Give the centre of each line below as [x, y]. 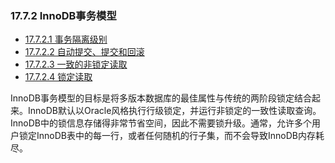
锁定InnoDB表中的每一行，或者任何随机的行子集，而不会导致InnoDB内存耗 [171, 136]
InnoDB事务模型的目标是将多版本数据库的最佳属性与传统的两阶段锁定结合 [161, 98]
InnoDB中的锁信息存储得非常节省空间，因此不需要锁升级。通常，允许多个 [161, 123]
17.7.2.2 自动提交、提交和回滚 [84, 52]
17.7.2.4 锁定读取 [58, 77]
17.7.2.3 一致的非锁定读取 [76, 64]
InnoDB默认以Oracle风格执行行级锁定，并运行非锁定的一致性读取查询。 [174, 111]
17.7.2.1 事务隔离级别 [66, 39]
